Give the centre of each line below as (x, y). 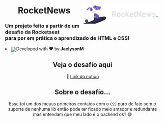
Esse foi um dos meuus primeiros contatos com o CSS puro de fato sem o (82, 104)
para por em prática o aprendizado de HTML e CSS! (67, 38)
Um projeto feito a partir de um (42, 26)
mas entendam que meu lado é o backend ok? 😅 (82, 114)
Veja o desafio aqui (82, 65)
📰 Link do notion (82, 77)
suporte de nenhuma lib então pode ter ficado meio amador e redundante (82, 109)
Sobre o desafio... (82, 92)
